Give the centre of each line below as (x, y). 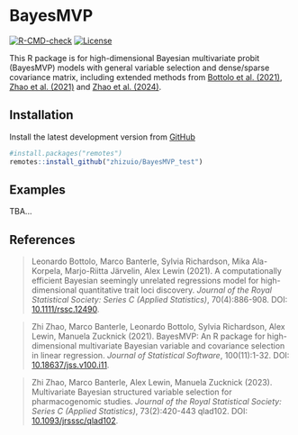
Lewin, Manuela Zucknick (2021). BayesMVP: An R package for (148, 336)
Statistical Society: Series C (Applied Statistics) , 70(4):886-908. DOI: (159, 300)
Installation (41, 115)
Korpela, (47, 271)
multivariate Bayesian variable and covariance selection (182, 346)
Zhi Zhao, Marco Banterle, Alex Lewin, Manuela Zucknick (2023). (152, 383)
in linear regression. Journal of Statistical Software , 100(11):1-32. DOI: (160, 356)
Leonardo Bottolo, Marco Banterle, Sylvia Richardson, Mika (140, 261)
